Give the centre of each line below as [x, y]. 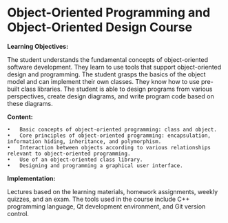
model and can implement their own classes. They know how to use [103, 81]
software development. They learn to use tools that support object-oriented [114, 67]
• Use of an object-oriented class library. [75, 160]
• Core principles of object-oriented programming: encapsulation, [109, 136]
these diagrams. [30, 103]
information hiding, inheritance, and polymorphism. [84, 141]
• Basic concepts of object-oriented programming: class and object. [112, 129]
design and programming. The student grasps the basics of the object [106, 74]
